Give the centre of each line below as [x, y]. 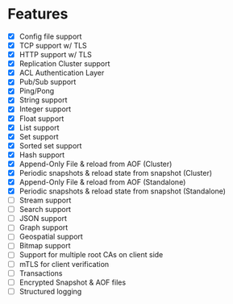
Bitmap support [45, 246]
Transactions [41, 273]
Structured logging [50, 291]
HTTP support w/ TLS [55, 55]
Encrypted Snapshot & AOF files [73, 282]
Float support [42, 119]
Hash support [42, 155]
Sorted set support [50, 145]
